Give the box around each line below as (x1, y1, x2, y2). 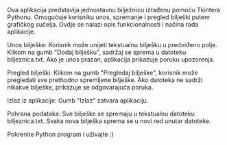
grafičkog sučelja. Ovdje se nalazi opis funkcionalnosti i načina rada (7, 21, 199, 28)
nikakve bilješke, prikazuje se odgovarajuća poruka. (7, 83, 154, 91)
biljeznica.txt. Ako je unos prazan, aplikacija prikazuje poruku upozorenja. (7, 55, 215, 64)
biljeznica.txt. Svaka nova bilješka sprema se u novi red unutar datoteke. (7, 117, 211, 125)
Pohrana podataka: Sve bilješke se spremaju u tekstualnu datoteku (7, 109, 195, 118)
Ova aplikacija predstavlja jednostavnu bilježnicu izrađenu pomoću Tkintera (7, 6, 221, 14)
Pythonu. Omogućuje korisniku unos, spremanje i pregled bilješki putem (7, 13, 211, 21)
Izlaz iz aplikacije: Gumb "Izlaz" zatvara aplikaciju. (7, 96, 149, 105)
